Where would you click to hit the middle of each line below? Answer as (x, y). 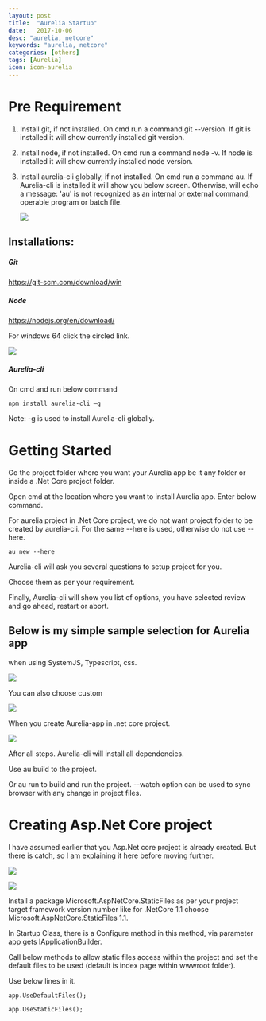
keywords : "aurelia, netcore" (58, 45)
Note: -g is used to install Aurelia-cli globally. (81, 418)
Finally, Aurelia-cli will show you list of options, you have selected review (127, 597)
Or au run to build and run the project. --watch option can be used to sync (130, 784)
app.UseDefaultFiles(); (48, 996)
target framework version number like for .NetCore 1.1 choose (108, 909)
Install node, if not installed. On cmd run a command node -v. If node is (136, 153)
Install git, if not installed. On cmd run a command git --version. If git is (135, 129)
